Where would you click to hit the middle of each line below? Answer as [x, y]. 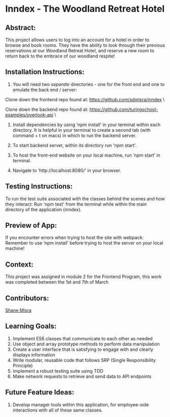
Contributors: [27, 298]
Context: [20, 264]
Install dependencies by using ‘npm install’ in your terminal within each [87, 125]
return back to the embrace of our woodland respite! [60, 56]
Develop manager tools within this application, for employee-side [81, 404]
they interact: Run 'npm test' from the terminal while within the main [76, 204]
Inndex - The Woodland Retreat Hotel [85, 9]
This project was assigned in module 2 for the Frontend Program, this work [83, 277]
